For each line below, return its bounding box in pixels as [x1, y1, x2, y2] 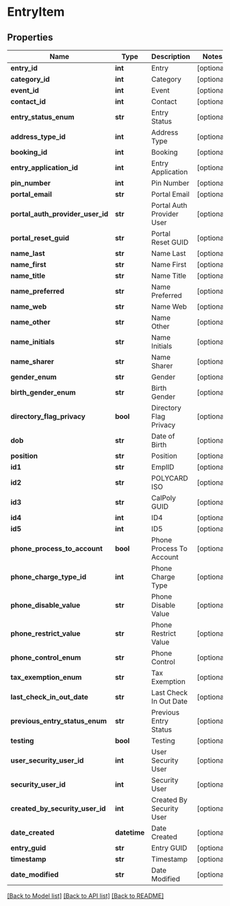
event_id [10, 86, 40, 95]
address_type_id [10, 132, 66, 141]
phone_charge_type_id [10, 572, 87, 581]
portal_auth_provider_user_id [10, 209, 109, 218]
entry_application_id [10, 163, 79, 172]
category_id [10, 75, 50, 84]
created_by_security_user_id [10, 804, 106, 813]
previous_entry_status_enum [10, 717, 107, 725]
